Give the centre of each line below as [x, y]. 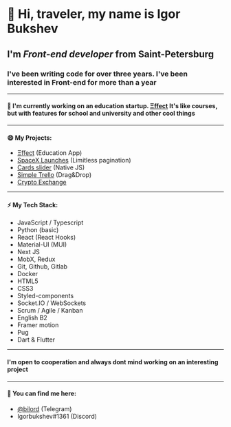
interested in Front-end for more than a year [82, 82]
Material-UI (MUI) [42, 244]
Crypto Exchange [42, 183]
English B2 [32, 318]
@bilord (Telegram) [44, 408]
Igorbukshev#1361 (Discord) [57, 416]
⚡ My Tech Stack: [33, 205]
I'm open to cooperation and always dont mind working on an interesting [113, 362]
